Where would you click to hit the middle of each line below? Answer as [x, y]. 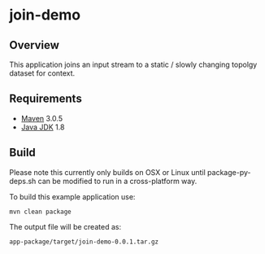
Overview [35, 45]
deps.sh [23, 181]
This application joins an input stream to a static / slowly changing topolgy [133, 64]
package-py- [229, 172]
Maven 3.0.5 [42, 118]
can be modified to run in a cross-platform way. [117, 181]
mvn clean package [40, 212]
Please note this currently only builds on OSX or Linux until [107, 172]
